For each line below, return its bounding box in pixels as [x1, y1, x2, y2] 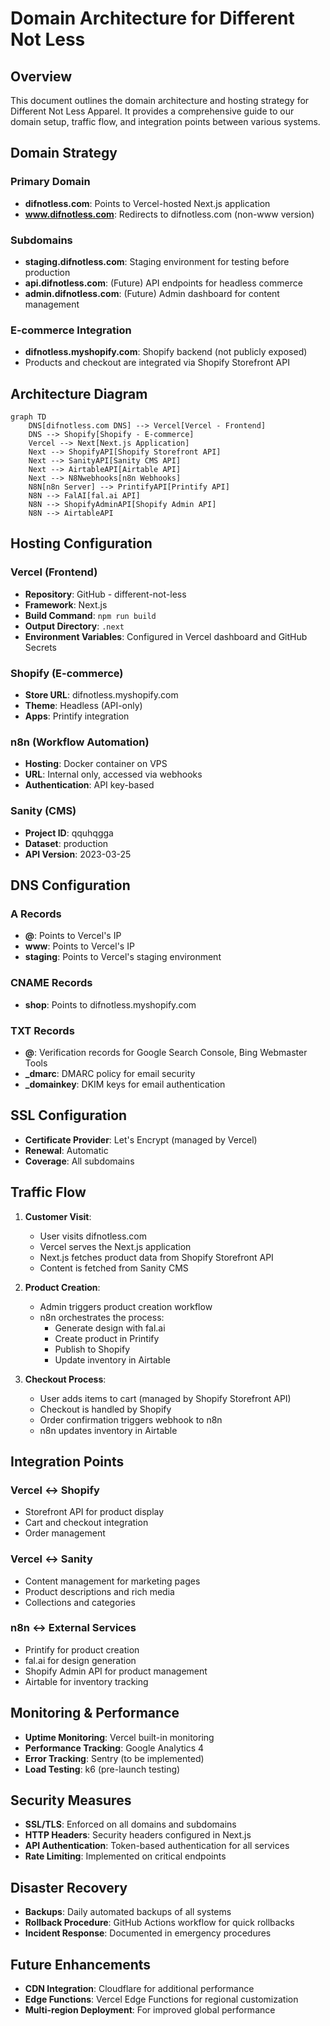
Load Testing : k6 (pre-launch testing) [24, 1763, 181, 1775]
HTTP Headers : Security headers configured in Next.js [24, 1829, 252, 1841]
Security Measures [10, 1792, 132, 1809]
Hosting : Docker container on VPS [24, 758, 168, 770]
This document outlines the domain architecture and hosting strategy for [10, 95, 310, 106]
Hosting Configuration [10, 535, 153, 552]
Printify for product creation [24, 1643, 140, 1656]
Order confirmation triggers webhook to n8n [39, 1413, 223, 1426]
